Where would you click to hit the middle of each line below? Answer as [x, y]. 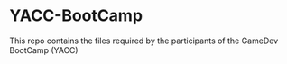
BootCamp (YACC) [44, 50]
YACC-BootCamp [76, 16]
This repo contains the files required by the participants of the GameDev [144, 41]
